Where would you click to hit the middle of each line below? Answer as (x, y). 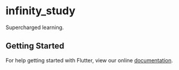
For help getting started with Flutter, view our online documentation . (89, 60)
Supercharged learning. (35, 27)
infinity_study (41, 11)
